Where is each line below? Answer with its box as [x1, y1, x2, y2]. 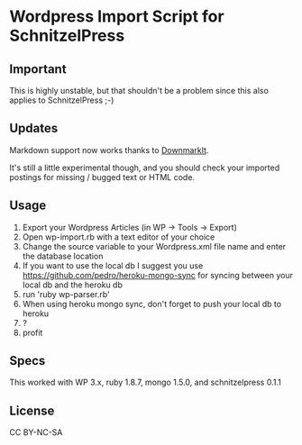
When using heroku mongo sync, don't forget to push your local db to [22, 298, 282, 309]
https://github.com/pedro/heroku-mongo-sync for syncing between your [22, 269, 293, 280]
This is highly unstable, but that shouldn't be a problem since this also [9, 86, 269, 95]
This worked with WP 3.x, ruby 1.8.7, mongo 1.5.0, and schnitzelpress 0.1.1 [9, 377, 281, 388]
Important [9, 61, 67, 77]
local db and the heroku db [22, 279, 124, 290]
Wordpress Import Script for [9, 6, 224, 27]
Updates [9, 121, 59, 136]
